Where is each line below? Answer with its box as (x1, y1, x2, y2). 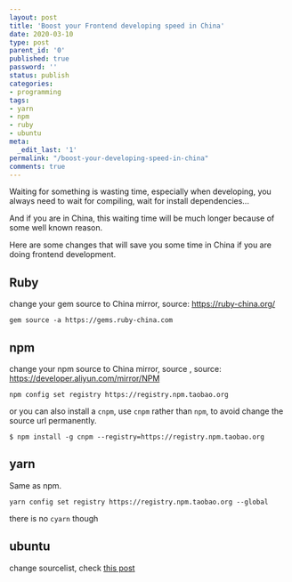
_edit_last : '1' (17, 145, 77, 154)
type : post (9, 37, 50, 47)
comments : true (9, 162, 66, 171)
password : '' (9, 63, 58, 72)
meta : (9, 137, 29, 146)
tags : (9, 95, 29, 105)
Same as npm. (9, 480, 62, 490)
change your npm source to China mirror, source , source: (9, 364, 222, 374)
